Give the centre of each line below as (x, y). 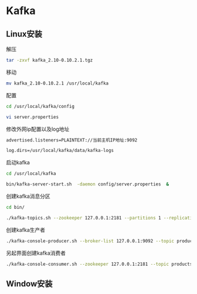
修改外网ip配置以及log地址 (38, 129)
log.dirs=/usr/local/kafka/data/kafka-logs (60, 151)
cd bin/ (16, 207)
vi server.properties (33, 117)
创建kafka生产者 (26, 229)
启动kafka (18, 163)
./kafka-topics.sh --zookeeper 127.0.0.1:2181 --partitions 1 (84, 218)
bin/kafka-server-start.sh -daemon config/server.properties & (87, 184)
